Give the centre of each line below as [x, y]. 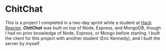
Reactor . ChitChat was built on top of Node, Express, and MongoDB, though [83, 27]
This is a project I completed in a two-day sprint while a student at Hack [79, 23]
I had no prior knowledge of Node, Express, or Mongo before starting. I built [83, 33]
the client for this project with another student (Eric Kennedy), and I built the [83, 38]
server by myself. [23, 43]
